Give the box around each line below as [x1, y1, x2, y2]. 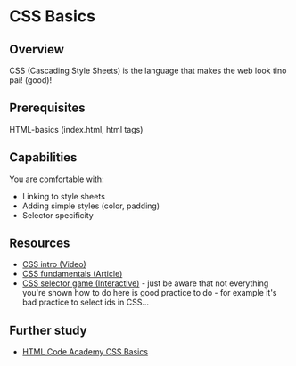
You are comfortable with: [9, 174, 104, 184]
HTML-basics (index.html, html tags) [9, 124, 144, 134]
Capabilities [9, 150, 78, 166]
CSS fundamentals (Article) [21, 269, 123, 280]
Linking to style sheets [21, 191, 105, 201]
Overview [9, 42, 65, 57]
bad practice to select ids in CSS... [21, 297, 150, 308]
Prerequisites [9, 101, 86, 116]
